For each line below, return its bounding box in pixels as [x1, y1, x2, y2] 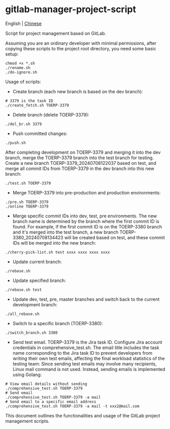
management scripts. [5, 418, 50, 424]
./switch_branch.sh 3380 [5, 330, 58, 335]
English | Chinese [5, 20, 42, 26]
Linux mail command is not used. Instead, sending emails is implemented [12, 366, 165, 372]
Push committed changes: [12, 130, 67, 136]
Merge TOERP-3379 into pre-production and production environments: [12, 189, 161, 195]
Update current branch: [12, 259, 62, 265]
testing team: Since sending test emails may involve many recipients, [12, 360, 157, 367]
